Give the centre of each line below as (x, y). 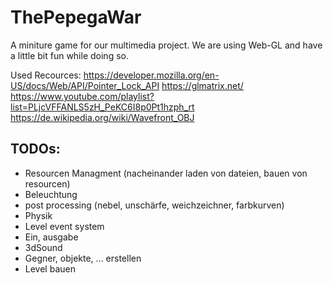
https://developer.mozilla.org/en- (151, 75)
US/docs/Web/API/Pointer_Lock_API (85, 85)
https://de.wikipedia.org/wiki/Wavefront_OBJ (102, 117)
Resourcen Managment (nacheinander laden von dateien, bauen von (166, 173)
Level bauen (50, 268)
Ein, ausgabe (51, 237)
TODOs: (35, 149)
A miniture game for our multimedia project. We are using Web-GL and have (166, 45)
